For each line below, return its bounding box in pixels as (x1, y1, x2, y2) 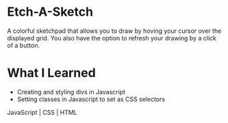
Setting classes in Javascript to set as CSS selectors (16, 95, 166, 103)
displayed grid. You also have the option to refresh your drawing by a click (7, 33, 217, 42)
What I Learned (7, 66, 96, 81)
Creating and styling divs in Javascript (16, 87, 125, 96)
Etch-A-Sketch (7, 4, 94, 20)
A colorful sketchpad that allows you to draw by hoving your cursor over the (7, 27, 222, 35)
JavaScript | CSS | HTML (7, 108, 77, 116)
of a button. (7, 41, 40, 49)
